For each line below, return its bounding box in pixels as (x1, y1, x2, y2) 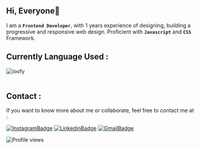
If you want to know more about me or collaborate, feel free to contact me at (6, 107, 194, 114)
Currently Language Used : (6, 52, 109, 62)
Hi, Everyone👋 (6, 6, 60, 16)
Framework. (6, 34, 36, 42)
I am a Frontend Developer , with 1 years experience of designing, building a (6, 21, 191, 29)
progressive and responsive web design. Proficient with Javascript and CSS (6, 28, 192, 35)
